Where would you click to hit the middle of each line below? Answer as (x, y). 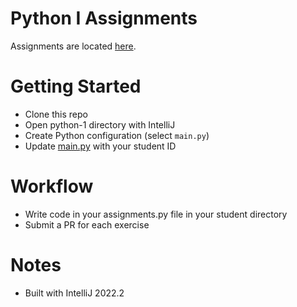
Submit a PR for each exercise (87, 224)
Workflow (52, 186)
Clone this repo (56, 114)
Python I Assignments (104, 18)
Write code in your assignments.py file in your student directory (156, 214)
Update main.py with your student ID (100, 146)
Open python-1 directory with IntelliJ (100, 124)
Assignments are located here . (73, 46)
